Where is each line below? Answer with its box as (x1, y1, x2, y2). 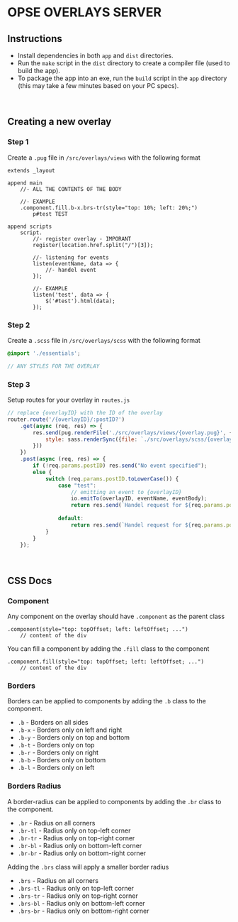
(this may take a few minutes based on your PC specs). (17, 82, 179, 89)
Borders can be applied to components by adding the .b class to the (7, 697, 207, 706)
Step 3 (7, 379, 30, 389)
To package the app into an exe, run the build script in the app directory (17, 74, 227, 82)
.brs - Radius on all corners (17, 876, 99, 884)
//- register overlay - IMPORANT (33, 235, 132, 242)
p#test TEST (33, 210, 69, 217)
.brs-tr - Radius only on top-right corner (17, 891, 138, 900)
